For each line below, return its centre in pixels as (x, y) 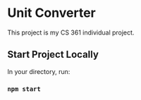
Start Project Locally (53, 55)
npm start (24, 89)
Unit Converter (52, 13)
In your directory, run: (39, 71)
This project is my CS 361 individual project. (71, 32)
